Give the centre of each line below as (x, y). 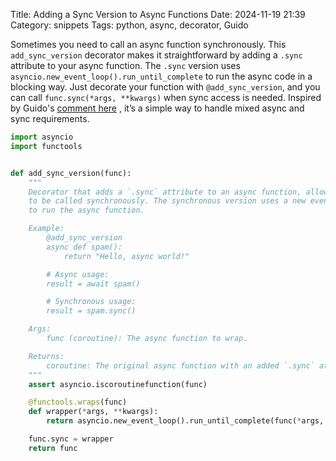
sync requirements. (50, 118)
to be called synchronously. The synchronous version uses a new (167, 201)
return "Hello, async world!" (126, 256)
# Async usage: (78, 274)
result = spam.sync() (91, 311)
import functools (46, 146)
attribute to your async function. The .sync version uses (125, 65)
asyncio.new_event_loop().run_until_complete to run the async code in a (161, 76)
